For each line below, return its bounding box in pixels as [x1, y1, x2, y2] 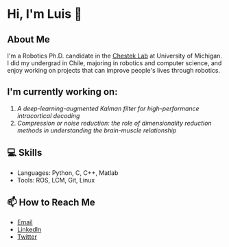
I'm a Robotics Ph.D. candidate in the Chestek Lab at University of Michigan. [7, 51, 223, 60]
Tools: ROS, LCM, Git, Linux [16, 176, 95, 184]
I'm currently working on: [7, 86, 118, 98]
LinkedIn [16, 226, 42, 234]
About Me [7, 34, 50, 45]
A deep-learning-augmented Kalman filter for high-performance [16, 104, 200, 113]
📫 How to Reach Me [7, 197, 95, 209]
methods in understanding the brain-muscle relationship [16, 126, 177, 134]
